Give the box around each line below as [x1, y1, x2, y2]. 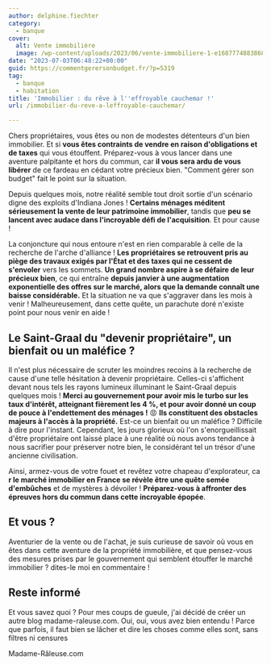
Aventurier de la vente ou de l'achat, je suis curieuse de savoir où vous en [8, 537, 254, 547]
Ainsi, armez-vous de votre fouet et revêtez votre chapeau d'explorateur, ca [8, 466, 261, 476]
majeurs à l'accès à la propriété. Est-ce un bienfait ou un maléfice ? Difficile [8, 416, 263, 426]
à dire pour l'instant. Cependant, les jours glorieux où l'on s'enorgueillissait [8, 425, 256, 434]
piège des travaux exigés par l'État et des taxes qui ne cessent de [8, 256, 232, 266]
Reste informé [8, 586, 81, 600]
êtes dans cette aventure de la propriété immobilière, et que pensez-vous [8, 545, 252, 555]
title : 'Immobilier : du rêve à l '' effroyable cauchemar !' [8, 94, 215, 102]
